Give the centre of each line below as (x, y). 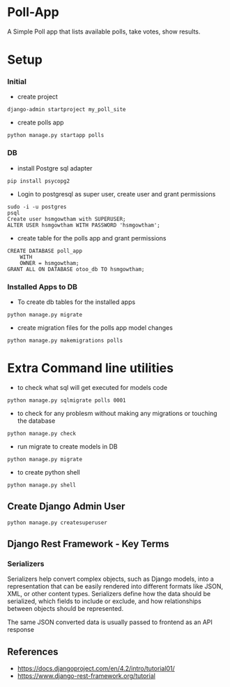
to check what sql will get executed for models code (92, 387)
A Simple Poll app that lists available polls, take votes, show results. (104, 31)
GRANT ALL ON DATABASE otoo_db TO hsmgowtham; (76, 269)
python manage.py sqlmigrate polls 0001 (67, 400)
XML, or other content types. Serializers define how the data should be (109, 594)
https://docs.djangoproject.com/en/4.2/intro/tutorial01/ (96, 669)
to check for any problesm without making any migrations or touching (117, 413)
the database (36, 421)
